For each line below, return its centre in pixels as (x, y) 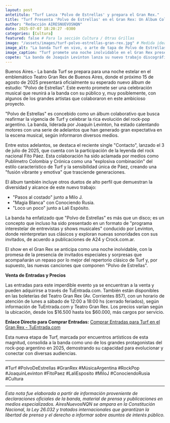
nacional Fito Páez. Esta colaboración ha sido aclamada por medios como (82, 156)
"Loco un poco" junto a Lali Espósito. (51, 208)
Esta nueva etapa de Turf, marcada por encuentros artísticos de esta (77, 337)
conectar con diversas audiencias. (41, 353)
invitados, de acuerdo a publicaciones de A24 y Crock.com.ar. (70, 240)
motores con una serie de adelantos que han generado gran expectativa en (84, 130)
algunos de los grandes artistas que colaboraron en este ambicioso (75, 99)
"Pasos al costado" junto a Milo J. (48, 197)
